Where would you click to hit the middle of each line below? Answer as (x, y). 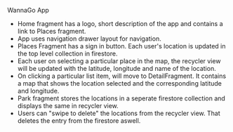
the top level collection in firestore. (67, 53)
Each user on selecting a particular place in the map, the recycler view (119, 61)
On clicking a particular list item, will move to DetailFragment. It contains (122, 76)
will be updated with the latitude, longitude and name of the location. (116, 68)
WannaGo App (28, 10)
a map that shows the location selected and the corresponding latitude (120, 83)
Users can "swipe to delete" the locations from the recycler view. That (119, 113)
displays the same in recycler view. (68, 106)
